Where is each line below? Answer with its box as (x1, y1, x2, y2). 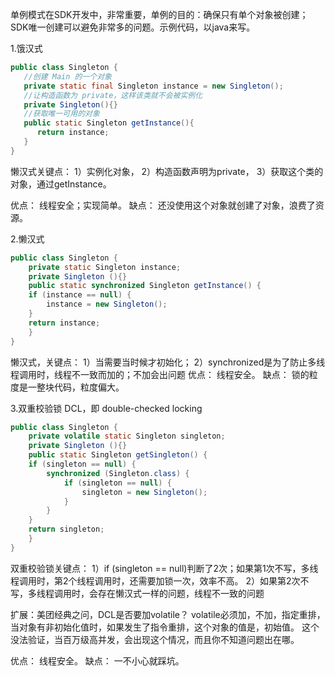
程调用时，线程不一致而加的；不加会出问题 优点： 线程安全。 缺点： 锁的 (10, 368, 310, 380)
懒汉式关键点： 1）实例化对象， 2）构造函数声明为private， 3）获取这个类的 (10, 165, 324, 177)
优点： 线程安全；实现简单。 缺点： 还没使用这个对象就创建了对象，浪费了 (10, 199, 316, 211)
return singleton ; (28, 524, 105, 535)
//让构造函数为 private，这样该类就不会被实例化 (23, 90, 203, 100)
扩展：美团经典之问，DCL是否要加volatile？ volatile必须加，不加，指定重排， (10, 608, 326, 620)
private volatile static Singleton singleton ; (28, 431, 226, 442)
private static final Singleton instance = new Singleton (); (23, 81, 284, 91)
